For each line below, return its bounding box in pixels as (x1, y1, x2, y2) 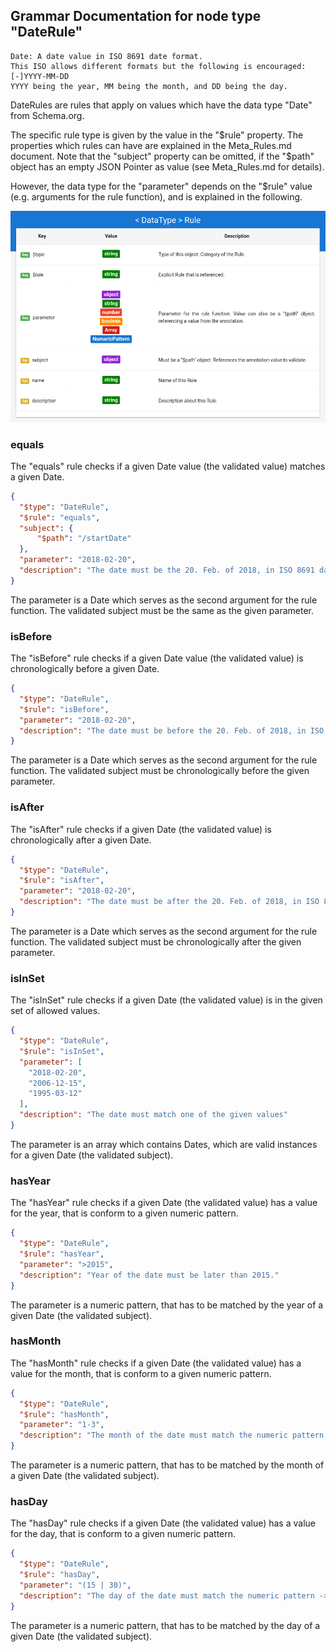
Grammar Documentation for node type (10, 8, 262, 25)
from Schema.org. (10, 109, 85, 121)
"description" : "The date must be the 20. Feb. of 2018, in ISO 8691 (19, 565, 315, 576)
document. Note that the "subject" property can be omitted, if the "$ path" (10, 150, 315, 162)
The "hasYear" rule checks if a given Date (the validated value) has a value (10, 1197, 318, 1209)
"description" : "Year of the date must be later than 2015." (19, 1270, 280, 1280)
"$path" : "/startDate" (36, 534, 132, 544)
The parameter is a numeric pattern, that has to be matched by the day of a (10, 1619, 321, 1631)
